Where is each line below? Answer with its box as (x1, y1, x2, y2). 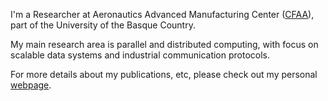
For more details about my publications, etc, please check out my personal (10, 69, 318, 80)
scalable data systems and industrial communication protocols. (10, 49, 271, 61)
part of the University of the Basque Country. (10, 19, 196, 31)
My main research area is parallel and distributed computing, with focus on (10, 39, 319, 50)
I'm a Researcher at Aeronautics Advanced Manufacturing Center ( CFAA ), (10, 9, 315, 20)
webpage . (10, 79, 52, 91)
